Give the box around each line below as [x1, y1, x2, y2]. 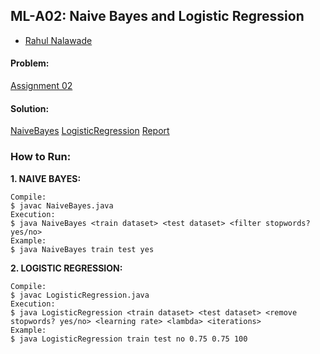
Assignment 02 [10, 80, 73, 92]
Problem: [10, 57, 50, 69]
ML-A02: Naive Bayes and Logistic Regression [10, 8, 305, 25]
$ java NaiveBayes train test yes [10, 244, 155, 254]
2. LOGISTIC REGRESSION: [10, 262, 123, 274]
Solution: [10, 102, 50, 114]
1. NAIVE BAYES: [10, 172, 82, 184]
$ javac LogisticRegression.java [10, 290, 150, 300]
